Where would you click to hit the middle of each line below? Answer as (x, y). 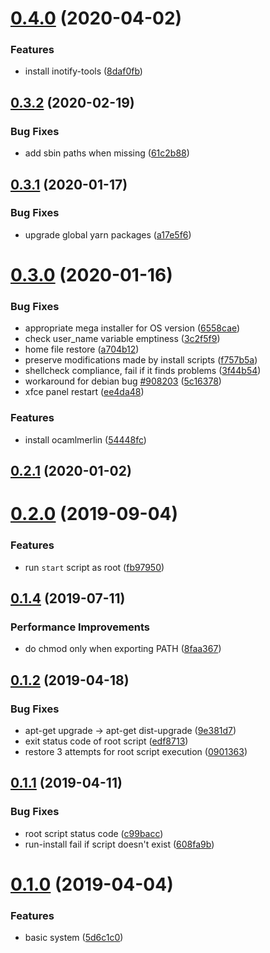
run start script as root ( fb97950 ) (94, 567)
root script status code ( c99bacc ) (94, 833)
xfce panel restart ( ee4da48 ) (84, 392)
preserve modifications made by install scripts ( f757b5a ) (141, 360)
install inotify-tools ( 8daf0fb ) (83, 71)
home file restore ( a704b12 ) (82, 349)
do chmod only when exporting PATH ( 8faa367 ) (123, 649)
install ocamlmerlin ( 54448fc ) (85, 439)
